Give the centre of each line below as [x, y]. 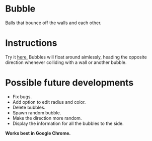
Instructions [31, 43]
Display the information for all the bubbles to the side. [68, 123]
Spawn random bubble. [37, 113]
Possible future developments [69, 83]
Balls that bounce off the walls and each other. [53, 23]
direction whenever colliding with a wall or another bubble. [66, 62]
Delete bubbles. [29, 107]
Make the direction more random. [47, 118]
